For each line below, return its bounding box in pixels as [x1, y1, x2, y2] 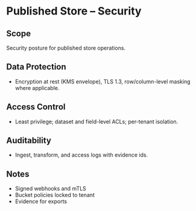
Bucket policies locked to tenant [14, 192, 95, 199]
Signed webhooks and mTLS [14, 185, 86, 192]
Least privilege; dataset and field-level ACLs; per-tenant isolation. [14, 118, 179, 125]
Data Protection [6, 62, 66, 72]
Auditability [6, 135, 51, 146]
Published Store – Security [6, 4, 142, 18]
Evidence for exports [14, 198, 68, 205]
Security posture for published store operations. [6, 44, 125, 51]
